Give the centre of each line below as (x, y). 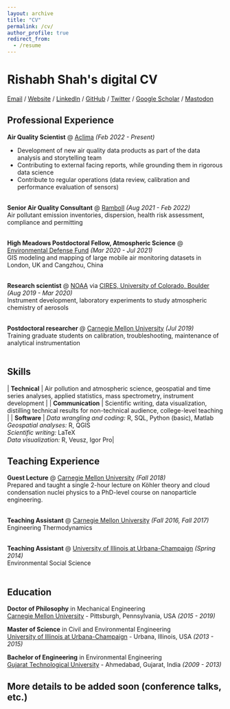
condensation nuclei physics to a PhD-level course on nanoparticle (102, 493)
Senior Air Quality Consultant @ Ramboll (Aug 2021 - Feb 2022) (99, 207)
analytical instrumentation (44, 342)
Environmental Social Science (49, 563)
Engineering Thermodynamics (50, 528)
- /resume (27, 45)
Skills (19, 372)
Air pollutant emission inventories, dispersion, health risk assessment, (106, 215)
